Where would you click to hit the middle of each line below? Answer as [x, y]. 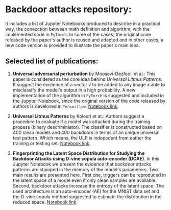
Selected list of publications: [52, 62]
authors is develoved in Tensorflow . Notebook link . [66, 106]
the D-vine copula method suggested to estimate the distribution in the [87, 196]
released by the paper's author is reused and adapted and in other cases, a [84, 40]
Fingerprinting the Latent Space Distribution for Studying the [79, 153]
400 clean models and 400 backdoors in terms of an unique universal [86, 132]
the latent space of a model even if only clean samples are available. [84, 180]
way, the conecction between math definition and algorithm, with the [77, 29]
